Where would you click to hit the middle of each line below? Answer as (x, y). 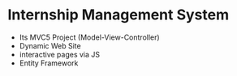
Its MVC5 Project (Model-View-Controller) (89, 37)
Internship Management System (118, 15)
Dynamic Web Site (50, 45)
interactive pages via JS (60, 54)
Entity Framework (49, 63)
